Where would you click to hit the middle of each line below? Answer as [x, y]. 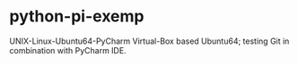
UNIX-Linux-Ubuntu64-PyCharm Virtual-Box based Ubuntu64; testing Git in [149, 41]
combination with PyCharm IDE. [68, 50]
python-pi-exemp [77, 16]
